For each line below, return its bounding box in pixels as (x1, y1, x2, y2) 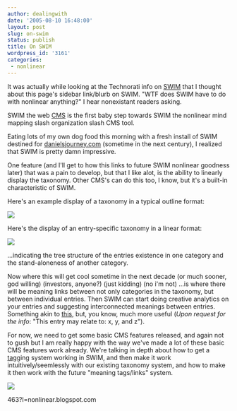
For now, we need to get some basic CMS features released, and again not (7, 330, 224, 339)
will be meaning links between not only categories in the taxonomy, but (7, 287, 214, 295)
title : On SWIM (7, 43, 52, 50)
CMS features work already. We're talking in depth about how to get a (7, 345, 210, 354)
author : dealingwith (7, 10, 68, 18)
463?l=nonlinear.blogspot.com (7, 395, 97, 403)
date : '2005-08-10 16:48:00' (7, 17, 93, 24)
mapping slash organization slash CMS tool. (7, 118, 135, 127)
